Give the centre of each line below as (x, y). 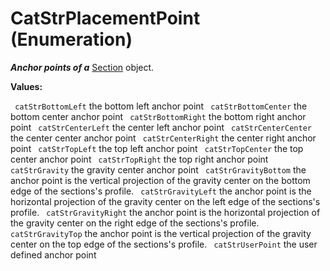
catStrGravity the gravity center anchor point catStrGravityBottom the (158, 169)
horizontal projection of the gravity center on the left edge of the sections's (165, 201)
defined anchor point (53, 254)
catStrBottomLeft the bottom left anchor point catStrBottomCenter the (161, 106)
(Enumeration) (71, 39)
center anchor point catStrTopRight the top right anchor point (139, 159)
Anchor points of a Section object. (82, 67)
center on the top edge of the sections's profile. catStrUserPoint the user (164, 244)
